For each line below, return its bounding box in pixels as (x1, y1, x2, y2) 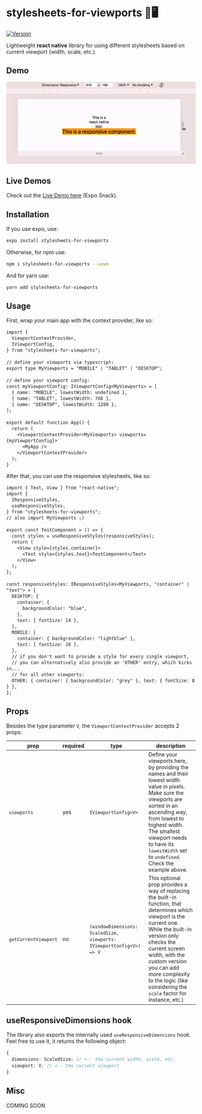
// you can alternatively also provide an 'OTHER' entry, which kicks (11, 659, 192, 666)
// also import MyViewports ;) (6, 515, 85, 521)
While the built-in (148, 926, 192, 933)
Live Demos (6, 175, 51, 186)
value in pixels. (148, 782, 185, 790)
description (156, 742, 186, 749)
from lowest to (148, 814, 185, 822)
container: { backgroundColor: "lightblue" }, (17, 635, 136, 642)
